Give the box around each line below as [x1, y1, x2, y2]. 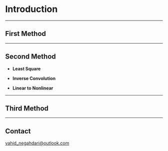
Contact [5, 126, 31, 135]
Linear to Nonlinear [12, 85, 53, 91]
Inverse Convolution [12, 75, 56, 81]
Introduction [5, 3, 58, 15]
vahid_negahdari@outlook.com [5, 140, 69, 146]
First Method [5, 29, 46, 38]
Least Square [12, 65, 41, 71]
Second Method [5, 52, 56, 61]
